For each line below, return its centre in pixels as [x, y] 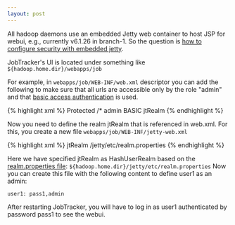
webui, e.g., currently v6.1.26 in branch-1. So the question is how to [104, 41]
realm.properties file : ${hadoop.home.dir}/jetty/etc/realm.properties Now [117, 166]
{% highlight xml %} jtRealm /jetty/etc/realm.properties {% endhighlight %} [116, 145]
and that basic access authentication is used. [73, 97]
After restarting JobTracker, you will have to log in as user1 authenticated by [117, 207]
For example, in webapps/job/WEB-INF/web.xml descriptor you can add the [113, 82]
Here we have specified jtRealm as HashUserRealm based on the [101, 158]
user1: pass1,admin [36, 193]
